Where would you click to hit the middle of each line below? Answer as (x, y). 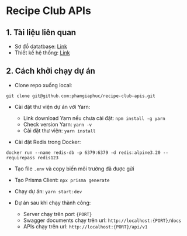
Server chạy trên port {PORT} (58, 214)
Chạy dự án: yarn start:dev (48, 191)
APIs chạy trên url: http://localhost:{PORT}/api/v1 (85, 226)
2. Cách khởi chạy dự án (51, 71)
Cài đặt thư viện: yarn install (60, 131)
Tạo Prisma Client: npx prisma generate (62, 180)
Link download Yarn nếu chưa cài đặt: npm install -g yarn (94, 118)
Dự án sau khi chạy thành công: (53, 203)
